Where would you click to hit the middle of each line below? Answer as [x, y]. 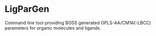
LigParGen [27, 9]
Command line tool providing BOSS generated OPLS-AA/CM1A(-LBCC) [78, 23]
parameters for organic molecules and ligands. [53, 28]
